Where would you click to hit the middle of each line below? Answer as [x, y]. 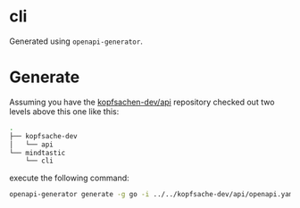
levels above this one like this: [64, 111]
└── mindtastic [37, 153]
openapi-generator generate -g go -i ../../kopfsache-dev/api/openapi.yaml [153, 195]
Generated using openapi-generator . [76, 41]
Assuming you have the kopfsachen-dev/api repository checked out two [142, 102]
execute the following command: [69, 178]
